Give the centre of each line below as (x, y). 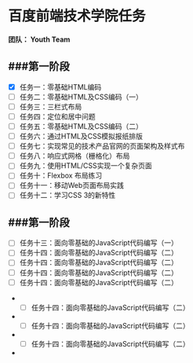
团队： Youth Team (39, 39)
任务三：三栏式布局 (51, 106)
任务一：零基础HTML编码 (60, 86)
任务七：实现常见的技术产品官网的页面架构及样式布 (102, 146)
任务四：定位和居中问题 (57, 116)
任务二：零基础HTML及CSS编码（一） (81, 97)
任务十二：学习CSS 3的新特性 (67, 195)
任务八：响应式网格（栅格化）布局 (75, 156)
